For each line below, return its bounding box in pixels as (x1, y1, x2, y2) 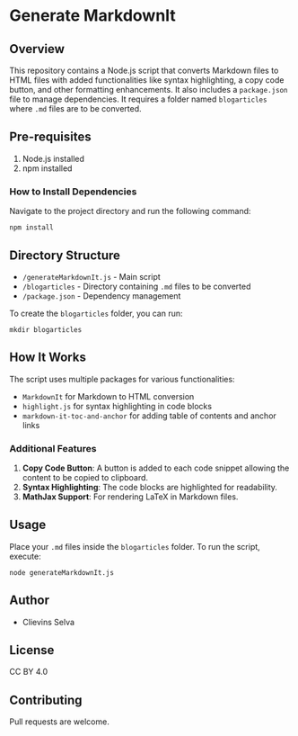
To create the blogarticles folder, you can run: (9, 308, 183, 319)
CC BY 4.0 (9, 667, 48, 678)
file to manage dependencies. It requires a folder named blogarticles (9, 94, 267, 104)
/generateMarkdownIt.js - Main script (22, 271, 162, 282)
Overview (9, 41, 66, 57)
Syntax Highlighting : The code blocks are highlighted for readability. (22, 482, 278, 493)
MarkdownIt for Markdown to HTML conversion (22, 390, 195, 401)
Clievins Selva (22, 616, 74, 627)
